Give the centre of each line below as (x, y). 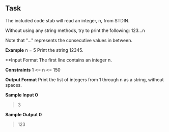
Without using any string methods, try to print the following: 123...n (75, 30)
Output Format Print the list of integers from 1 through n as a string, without (84, 79)
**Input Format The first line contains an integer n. (59, 60)
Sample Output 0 (24, 114)
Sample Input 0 (22, 95)
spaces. (13, 85)
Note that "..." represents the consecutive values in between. (69, 40)
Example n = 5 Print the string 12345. (44, 50)
